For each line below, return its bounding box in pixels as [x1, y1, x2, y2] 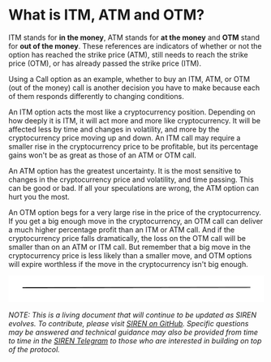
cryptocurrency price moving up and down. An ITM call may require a [8, 132, 241, 143]
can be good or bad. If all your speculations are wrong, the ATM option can [8, 183, 260, 192]
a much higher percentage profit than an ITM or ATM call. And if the [8, 225, 235, 235]
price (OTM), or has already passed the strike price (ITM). [8, 58, 201, 68]
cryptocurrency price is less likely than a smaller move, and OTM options [8, 250, 252, 261]
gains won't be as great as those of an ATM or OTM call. [8, 150, 197, 160]
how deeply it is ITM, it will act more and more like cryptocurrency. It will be [8, 115, 261, 125]
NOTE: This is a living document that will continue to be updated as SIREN [8, 310, 257, 320]
